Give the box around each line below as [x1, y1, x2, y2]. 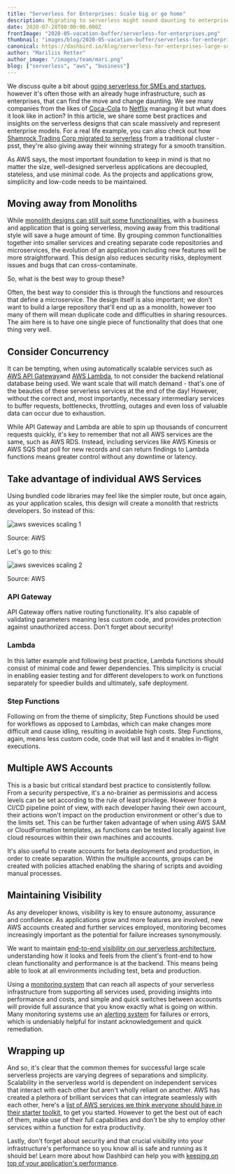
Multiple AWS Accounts [7, 762, 113, 774]
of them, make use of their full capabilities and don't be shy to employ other [7, 1116, 226, 1124]
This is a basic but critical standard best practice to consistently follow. [7, 780, 212, 789]
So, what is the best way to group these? [7, 274, 125, 283]
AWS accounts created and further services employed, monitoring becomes [7, 923, 227, 931]
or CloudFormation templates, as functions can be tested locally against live [7, 825, 226, 834]
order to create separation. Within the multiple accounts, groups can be [7, 854, 213, 862]
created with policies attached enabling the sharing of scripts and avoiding [7, 861, 222, 870]
